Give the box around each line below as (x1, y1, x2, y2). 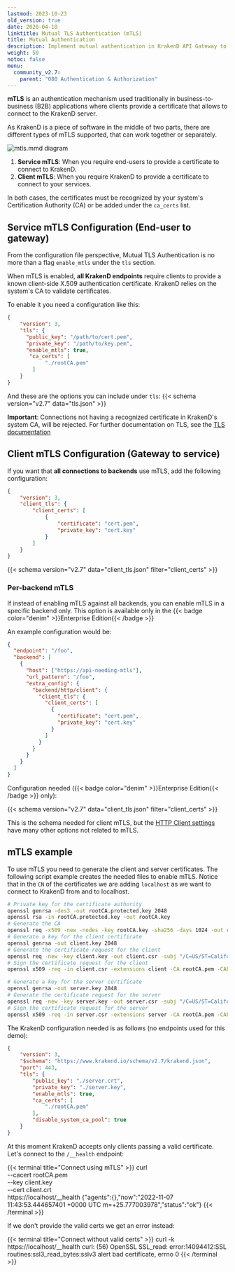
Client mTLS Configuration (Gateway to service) (7, 448, 220, 460)
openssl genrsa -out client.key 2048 (7, 940, 117, 947)
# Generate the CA (7, 920, 61, 927)
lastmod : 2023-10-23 (7, 10, 68, 18)
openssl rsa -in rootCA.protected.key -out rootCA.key (7, 914, 171, 921)
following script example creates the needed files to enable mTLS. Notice (7, 872, 218, 880)
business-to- (176, 95, 215, 103)
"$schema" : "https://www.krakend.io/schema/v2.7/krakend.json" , (20, 1058, 211, 1065)
